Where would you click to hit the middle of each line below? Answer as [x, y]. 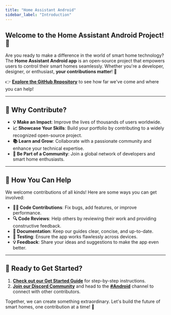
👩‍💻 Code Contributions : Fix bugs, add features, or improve [75, 207]
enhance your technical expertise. [48, 148]
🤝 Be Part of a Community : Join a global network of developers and [84, 154]
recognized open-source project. [47, 136]
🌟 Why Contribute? [36, 110]
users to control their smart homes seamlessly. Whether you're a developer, [85, 66]
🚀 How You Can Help [38, 180]
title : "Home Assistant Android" [41, 10]
